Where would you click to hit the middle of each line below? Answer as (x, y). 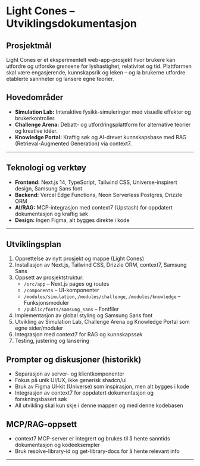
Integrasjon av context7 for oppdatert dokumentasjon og (84, 393)
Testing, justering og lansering (52, 341)
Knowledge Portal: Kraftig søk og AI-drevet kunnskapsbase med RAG (101, 137)
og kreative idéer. (36, 131)
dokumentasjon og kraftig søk (51, 214)
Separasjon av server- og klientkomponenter (70, 374)
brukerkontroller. (35, 118)
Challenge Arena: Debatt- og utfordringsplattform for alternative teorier (103, 124)
